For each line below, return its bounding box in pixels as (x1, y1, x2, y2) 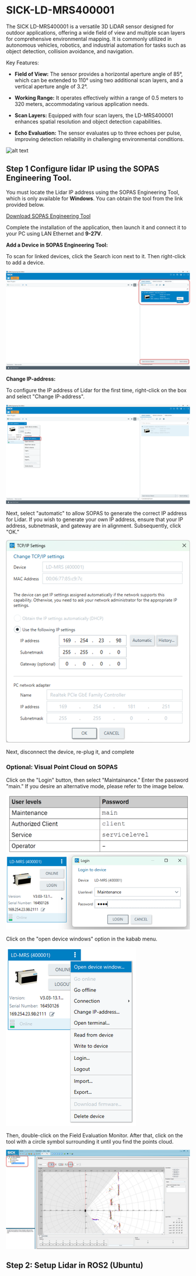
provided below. (6, 201, 45, 208)
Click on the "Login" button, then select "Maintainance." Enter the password (6, 776, 188, 784)
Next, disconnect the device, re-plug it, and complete (6, 748, 135, 755)
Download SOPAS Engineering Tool (6, 212, 91, 220)
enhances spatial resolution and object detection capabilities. (14, 118, 162, 125)
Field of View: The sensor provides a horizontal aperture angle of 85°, (14, 70, 183, 77)
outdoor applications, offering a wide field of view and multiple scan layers (6, 29, 185, 36)
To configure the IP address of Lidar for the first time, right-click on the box (6, 387, 187, 394)
